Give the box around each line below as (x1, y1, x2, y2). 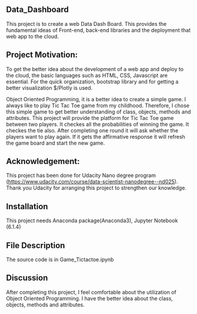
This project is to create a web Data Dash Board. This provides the (6, 20, 167, 27)
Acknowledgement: (6, 156, 80, 166)
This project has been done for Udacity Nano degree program (6, 172, 156, 179)
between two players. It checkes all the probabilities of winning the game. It (6, 121, 189, 128)
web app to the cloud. (6, 32, 59, 40)
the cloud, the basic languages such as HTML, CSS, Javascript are (6, 72, 168, 79)
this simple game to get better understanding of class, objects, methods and (6, 108, 191, 115)
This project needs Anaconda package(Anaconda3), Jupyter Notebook (6, 217, 178, 224)
